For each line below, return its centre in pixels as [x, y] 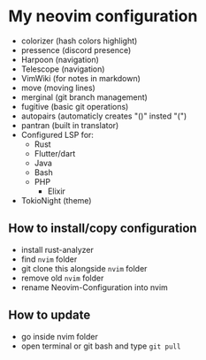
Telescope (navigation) [63, 69]
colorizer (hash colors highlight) [79, 41]
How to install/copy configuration [103, 229]
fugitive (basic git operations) [75, 106]
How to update [50, 315]
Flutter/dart [55, 153]
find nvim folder [49, 259]
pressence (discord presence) [76, 50]
